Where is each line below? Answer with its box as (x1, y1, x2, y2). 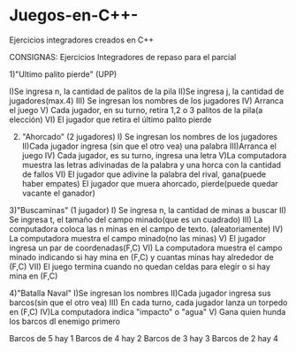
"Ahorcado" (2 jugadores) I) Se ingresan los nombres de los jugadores (21, 131, 278, 142)
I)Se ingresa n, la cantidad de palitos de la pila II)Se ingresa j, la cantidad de (9, 86, 285, 96)
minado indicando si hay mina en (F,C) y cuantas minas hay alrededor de (9, 251, 274, 262)
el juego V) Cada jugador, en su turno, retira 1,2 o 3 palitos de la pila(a (9, 104, 263, 115)
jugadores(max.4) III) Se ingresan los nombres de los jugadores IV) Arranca (9, 95, 285, 106)
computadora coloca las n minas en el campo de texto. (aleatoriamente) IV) (9, 223, 284, 234)
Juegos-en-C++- (9, 5, 139, 26)
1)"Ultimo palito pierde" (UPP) (9, 68, 118, 80)
